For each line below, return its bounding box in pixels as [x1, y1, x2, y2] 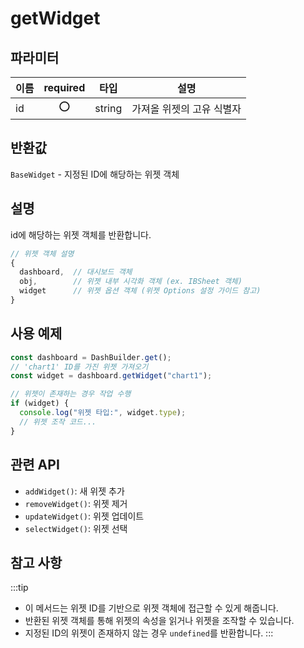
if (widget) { [10, 398, 70, 409]
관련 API [10, 457, 60, 474]
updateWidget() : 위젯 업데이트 [24, 510, 145, 522]
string [94, 101, 123, 115]
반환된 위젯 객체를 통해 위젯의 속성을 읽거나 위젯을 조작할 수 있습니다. [24, 615, 295, 627]
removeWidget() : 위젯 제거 [24, 497, 128, 509]
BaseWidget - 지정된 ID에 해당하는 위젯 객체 [10, 168, 180, 180]
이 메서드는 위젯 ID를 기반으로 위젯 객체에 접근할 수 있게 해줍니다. [24, 602, 279, 614]
